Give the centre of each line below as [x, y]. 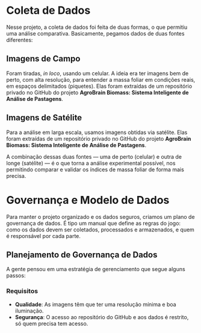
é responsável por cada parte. [44, 236]
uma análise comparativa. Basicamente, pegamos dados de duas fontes [95, 33]
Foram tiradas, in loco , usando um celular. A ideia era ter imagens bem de [97, 73]
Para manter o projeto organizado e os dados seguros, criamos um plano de [100, 216]
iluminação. [29, 311]
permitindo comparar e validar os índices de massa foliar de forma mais [95, 170]
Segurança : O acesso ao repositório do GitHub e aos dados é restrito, [102, 317]
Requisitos [22, 291]
